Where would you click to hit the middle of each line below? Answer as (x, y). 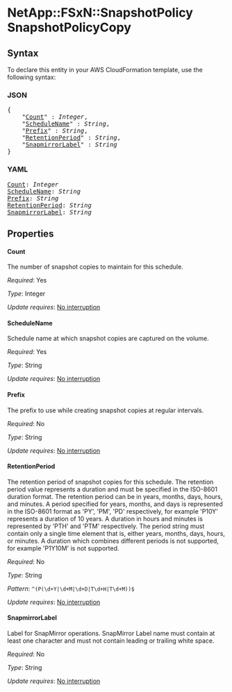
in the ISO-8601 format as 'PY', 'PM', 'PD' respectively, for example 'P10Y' (113, 511)
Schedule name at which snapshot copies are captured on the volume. (108, 339)
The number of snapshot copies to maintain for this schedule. (96, 267)
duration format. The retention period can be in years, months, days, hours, (115, 496)
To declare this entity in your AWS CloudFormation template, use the (105, 70)
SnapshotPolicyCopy (69, 27)
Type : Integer (26, 294)
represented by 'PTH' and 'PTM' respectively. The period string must (106, 526)
